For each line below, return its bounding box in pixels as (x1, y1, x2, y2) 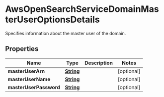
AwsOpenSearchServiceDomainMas (5, 3, 159, 15)
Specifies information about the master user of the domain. (5, 30, 126, 36)
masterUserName (7, 76, 51, 83)
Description (84, 59, 113, 66)
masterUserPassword (7, 84, 61, 91)
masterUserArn (7, 68, 45, 75)
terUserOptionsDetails (5, 14, 100, 25)
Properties (5, 45, 39, 53)
